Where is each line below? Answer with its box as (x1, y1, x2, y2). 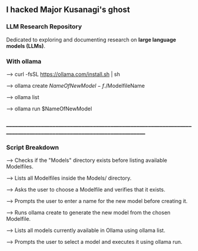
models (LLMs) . (6, 42, 46, 49)
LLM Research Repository (6, 23, 82, 31)
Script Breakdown (6, 143, 59, 151)
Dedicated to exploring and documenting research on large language (6, 36, 177, 43)
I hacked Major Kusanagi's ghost (6, 5, 130, 15)
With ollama (6, 57, 42, 65)
